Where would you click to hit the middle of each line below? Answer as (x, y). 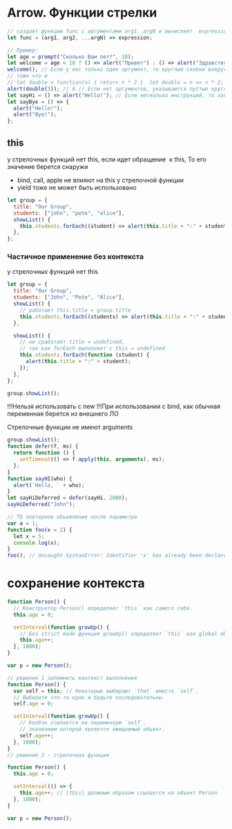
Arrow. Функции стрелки (82, 13)
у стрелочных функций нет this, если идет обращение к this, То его (107, 159)
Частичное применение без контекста (75, 256)
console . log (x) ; (37, 543)
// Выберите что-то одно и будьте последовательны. (89, 697)
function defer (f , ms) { (43, 446)
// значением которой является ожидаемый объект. (93, 729)
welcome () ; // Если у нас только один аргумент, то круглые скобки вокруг (117, 70)
